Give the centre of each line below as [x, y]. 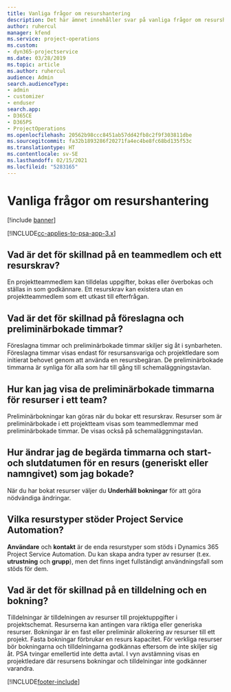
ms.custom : [23, 45]
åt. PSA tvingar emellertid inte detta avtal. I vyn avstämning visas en [103, 654]
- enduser [21, 103]
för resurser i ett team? [57, 400]
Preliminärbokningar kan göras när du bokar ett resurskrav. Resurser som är [114, 416]
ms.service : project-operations [53, 39]
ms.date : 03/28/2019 [37, 58]
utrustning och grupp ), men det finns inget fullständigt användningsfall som [115, 561]
